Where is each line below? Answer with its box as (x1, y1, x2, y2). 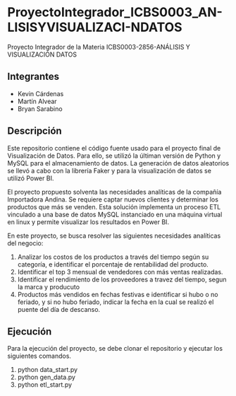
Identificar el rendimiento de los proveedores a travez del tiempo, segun (17, 275, 227, 284)
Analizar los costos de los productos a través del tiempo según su (17, 252, 209, 261)
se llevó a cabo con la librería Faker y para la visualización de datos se (7, 166, 211, 175)
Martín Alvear (17, 97, 58, 105)
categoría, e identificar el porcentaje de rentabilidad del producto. (17, 260, 209, 269)
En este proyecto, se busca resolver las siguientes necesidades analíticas (7, 231, 221, 240)
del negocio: (7, 238, 44, 248)
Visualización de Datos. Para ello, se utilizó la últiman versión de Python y (7, 151, 221, 160)
